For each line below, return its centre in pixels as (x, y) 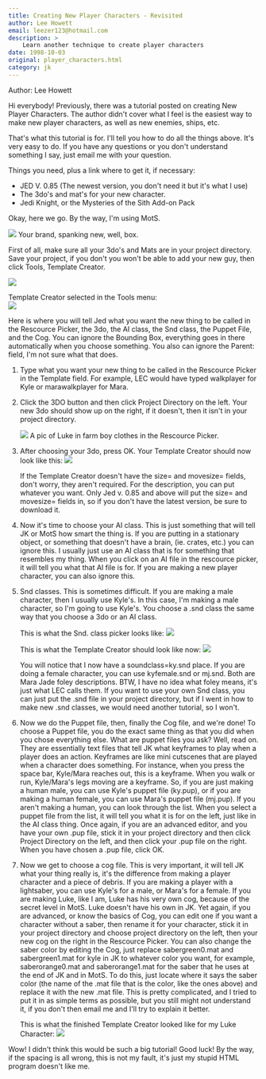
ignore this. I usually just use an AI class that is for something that (127, 550)
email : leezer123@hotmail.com (58, 30)
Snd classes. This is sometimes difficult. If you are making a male (126, 591)
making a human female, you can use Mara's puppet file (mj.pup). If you (137, 799)
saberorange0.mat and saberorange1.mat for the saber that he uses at (134, 966)
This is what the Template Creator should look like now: (110, 649)
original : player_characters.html (66, 61)
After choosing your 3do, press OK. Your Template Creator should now (135, 451)
